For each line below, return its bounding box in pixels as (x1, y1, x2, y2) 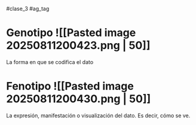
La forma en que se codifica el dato (6, 58, 94, 65)
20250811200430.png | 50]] (6, 92, 151, 106)
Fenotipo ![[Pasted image (6, 80, 134, 93)
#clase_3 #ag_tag (6, 5, 50, 12)
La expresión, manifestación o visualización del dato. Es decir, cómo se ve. (6, 112, 191, 119)
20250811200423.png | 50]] (6, 39, 151, 53)
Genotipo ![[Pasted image (6, 26, 136, 39)
